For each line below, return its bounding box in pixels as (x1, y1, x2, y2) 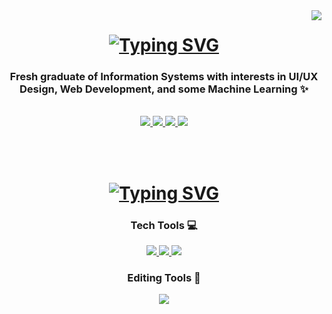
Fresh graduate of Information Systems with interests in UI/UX (9, 70, 319, 84)
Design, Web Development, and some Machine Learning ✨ (19, 82, 309, 96)
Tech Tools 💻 (130, 218, 198, 232)
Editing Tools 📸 (127, 270, 201, 284)
